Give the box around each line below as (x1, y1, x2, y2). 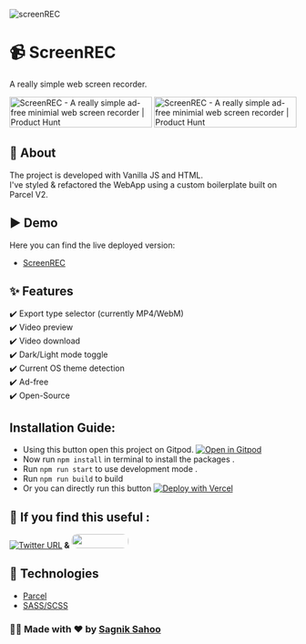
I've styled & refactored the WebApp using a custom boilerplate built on (9, 179, 278, 190)
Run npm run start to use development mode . (22, 464, 199, 475)
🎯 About (9, 146, 56, 161)
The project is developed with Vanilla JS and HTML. (9, 169, 203, 180)
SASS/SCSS (22, 599, 68, 610)
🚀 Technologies (9, 566, 99, 582)
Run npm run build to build (22, 474, 124, 485)
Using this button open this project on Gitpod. (22, 445, 194, 455)
